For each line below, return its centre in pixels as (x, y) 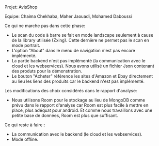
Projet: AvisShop (21, 7)
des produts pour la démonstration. (47, 71)
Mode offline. (25, 139)
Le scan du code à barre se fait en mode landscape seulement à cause (82, 35)
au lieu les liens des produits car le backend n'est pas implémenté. (78, 81)
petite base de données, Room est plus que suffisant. (65, 115)
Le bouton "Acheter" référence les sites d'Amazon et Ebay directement (82, 76)
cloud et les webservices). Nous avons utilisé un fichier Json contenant (83, 66)
